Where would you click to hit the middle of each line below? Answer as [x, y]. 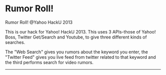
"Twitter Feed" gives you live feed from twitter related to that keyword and [81, 57]
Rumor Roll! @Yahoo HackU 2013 [39, 22]
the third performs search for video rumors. [49, 62]
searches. [15, 42]
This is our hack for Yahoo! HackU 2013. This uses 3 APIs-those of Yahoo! [81, 32]
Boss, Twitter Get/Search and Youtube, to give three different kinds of [76, 37]
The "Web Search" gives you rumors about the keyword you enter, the [77, 52]
